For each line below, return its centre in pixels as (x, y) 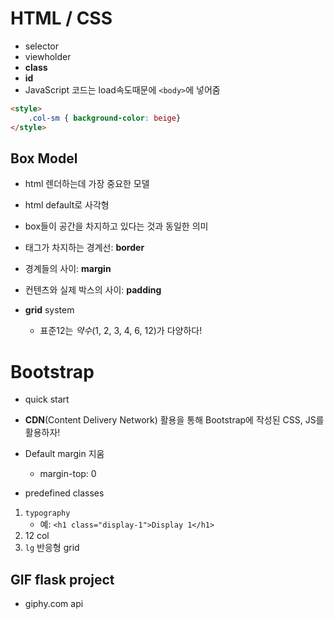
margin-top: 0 (68, 474)
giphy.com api (54, 604)
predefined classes (64, 493)
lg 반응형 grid (52, 548)
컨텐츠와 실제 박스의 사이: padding (93, 290)
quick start (47, 399)
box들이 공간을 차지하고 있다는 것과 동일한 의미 (116, 226)
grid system (49, 310)
